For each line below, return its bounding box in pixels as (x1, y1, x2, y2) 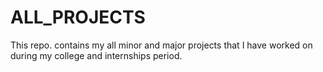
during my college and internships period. (10, 49, 183, 61)
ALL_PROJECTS (10, 6, 146, 29)
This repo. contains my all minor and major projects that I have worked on (10, 39, 313, 51)
